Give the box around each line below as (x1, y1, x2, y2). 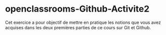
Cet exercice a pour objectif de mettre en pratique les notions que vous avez (5, 19, 162, 25)
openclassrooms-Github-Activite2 (5, 3, 150, 15)
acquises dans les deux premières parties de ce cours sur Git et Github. (5, 24, 151, 30)
